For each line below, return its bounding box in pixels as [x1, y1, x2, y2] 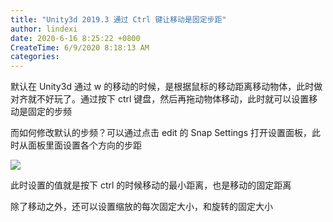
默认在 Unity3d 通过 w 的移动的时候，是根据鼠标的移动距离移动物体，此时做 [10, 81, 323, 93]
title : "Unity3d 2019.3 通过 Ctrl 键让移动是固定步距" [10, 14, 227, 25]
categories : [10, 52, 60, 62]
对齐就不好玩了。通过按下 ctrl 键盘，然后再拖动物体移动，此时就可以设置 [10, 93, 310, 105]
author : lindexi [10, 24, 78, 34]
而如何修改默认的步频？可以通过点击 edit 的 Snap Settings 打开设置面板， [10, 127, 313, 139]
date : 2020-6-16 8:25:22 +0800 [10, 33, 141, 43]
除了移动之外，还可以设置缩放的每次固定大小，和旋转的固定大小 [10, 201, 273, 213]
